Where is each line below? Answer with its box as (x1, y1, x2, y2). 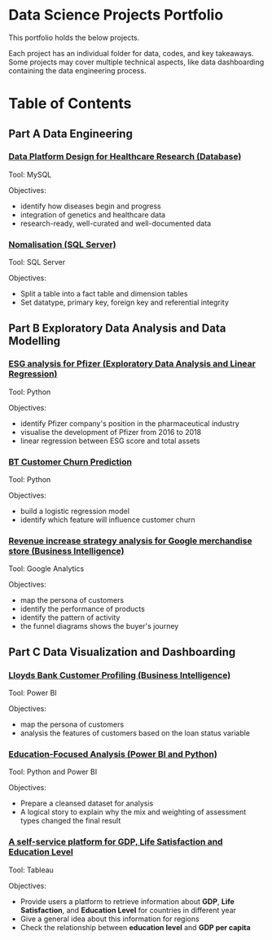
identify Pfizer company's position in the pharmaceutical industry (20, 418, 240, 428)
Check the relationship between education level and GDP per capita (20, 922, 251, 932)
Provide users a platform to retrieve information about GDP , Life (20, 896, 235, 906)
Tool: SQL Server (8, 257, 66, 267)
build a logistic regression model (20, 507, 130, 516)
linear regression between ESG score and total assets (20, 436, 200, 446)
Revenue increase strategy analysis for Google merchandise (8, 535, 252, 547)
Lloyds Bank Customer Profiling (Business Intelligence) (8, 670, 231, 681)
